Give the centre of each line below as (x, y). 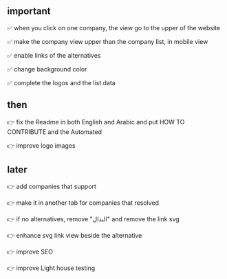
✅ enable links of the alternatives (54, 55)
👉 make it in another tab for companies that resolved (83, 203)
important (29, 11)
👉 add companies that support (52, 187)
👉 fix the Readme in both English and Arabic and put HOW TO (96, 122)
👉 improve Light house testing (51, 268)
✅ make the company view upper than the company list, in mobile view (108, 41)
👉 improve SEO (30, 252)
